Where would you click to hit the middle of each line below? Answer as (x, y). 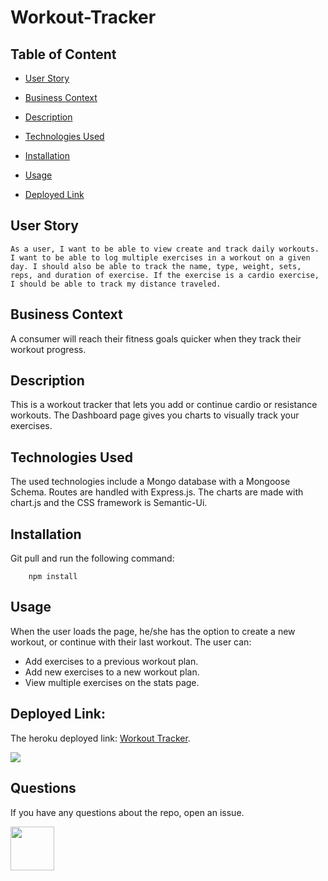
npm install (53, 577)
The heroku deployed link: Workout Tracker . (100, 738)
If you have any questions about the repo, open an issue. (127, 812)
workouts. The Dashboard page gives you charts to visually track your (155, 415)
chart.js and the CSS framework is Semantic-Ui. (109, 503)
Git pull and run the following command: (92, 558)
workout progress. (48, 349)
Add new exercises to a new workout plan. (112, 672)
